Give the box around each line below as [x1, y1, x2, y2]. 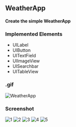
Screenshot [5, 105, 34, 112]
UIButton [12, 47, 31, 53]
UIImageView [12, 58, 40, 64]
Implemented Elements [5, 30, 62, 37]
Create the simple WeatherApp [5, 18, 71, 24]
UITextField [12, 53, 36, 59]
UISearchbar [12, 63, 39, 69]
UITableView [12, 69, 38, 75]
